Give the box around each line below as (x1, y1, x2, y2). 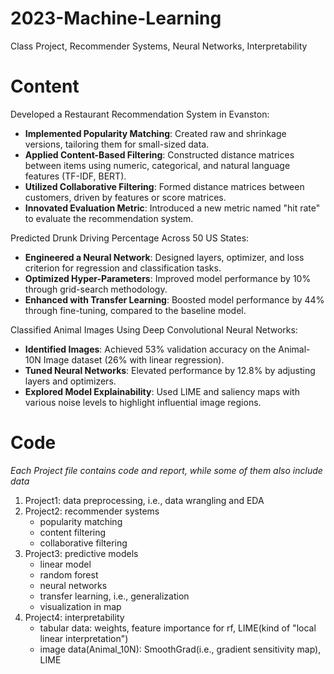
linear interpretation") (39, 632, 129, 644)
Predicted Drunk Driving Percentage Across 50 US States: (10, 232, 250, 244)
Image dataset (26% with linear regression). (43, 353, 225, 366)
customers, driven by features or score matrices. (24, 191, 227, 203)
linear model (39, 558, 92, 570)
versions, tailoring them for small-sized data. (24, 138, 210, 150)
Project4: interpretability (24, 611, 125, 623)
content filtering (39, 526, 107, 538)
